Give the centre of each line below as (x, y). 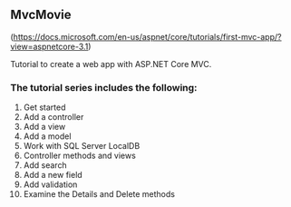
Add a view (44, 127)
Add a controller (53, 117)
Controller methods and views (80, 156)
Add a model (47, 136)
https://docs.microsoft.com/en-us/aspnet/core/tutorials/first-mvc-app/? (147, 36)
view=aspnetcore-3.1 (49, 46)
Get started (44, 107)
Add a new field (53, 175)
